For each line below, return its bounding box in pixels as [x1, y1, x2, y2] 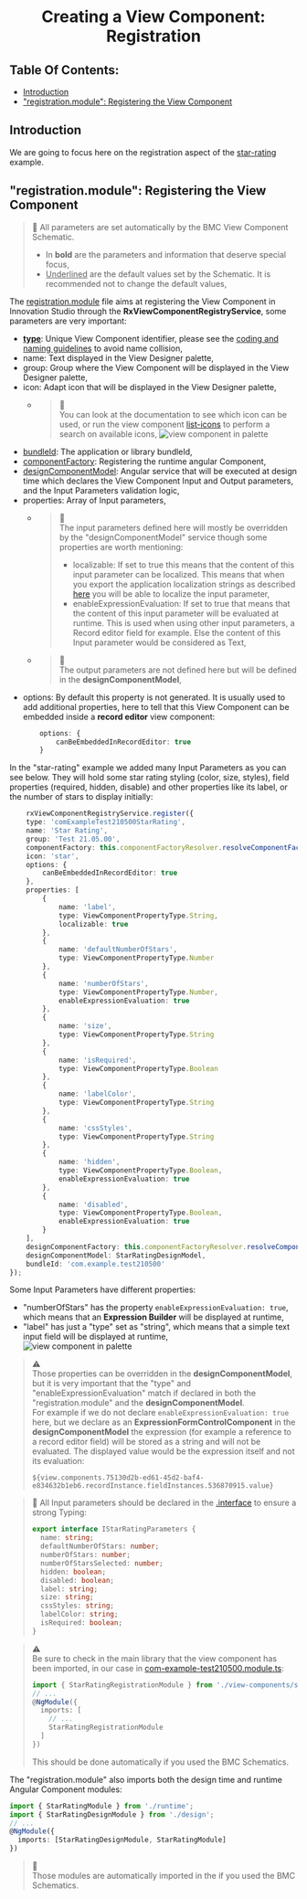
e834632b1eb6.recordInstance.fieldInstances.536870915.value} [31, 1481, 274, 1491]
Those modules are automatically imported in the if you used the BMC [31, 1871, 295, 1881]
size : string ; [40, 1593, 94, 1602]
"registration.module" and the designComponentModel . [31, 1397, 245, 1408]
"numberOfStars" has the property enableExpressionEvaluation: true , [22, 1302, 290, 1313]
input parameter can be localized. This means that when [72, 568, 285, 579]
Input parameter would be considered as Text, [72, 637, 247, 648]
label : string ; [40, 1584, 99, 1594]
